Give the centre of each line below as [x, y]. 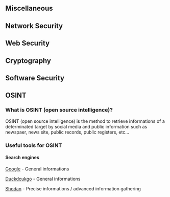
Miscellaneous [29, 8]
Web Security [28, 43]
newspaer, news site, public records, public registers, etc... [67, 132]
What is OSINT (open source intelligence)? [59, 110]
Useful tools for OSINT [34, 145]
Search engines [22, 158]
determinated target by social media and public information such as [76, 126]
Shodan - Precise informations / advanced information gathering [73, 188]
